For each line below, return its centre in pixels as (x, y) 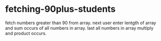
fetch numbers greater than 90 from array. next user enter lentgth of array (81, 23)
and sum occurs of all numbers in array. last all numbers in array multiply (79, 28)
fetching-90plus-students (60, 9)
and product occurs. (26, 33)
